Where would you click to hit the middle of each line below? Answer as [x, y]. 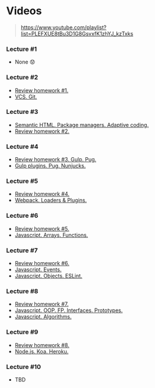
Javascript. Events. [38, 270]
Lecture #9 [22, 332]
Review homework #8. [42, 345]
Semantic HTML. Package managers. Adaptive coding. [82, 125]
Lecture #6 [22, 216]
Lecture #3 [22, 112]
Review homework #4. [42, 194]
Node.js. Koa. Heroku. [42, 351]
